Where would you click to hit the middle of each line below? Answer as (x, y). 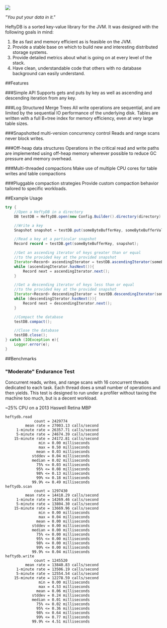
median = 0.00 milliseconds (61, 530)
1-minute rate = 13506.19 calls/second (57, 569)
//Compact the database (39, 317)
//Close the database (36, 330)
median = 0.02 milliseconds (61, 461)
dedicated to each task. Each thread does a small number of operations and (83, 388)
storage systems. (30, 52)
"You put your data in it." (30, 17)
